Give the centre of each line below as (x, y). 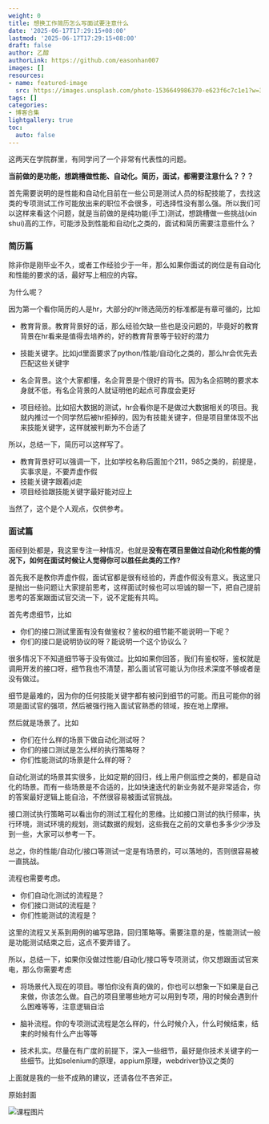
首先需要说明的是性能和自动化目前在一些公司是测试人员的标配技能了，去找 (131, 193)
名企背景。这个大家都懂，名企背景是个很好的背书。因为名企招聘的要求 (136, 380)
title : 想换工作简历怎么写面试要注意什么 (69, 23)
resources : (26, 75)
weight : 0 (25, 16)
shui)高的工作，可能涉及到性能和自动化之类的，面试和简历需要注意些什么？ (132, 223)
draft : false (30, 46)
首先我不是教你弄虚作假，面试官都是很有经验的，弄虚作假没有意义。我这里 (131, 578)
